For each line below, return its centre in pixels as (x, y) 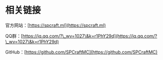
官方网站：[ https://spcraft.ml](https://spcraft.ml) (56, 25)
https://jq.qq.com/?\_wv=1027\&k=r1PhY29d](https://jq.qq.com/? (90, 36)
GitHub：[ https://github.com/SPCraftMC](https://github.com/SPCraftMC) (81, 52)
